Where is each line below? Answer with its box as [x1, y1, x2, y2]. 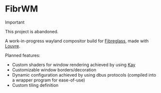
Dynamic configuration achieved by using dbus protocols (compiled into [12, 72, 156, 78]
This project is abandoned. [5, 28, 59, 34]
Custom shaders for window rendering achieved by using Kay [12, 62, 136, 67]
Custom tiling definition [12, 82, 59, 88]
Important [5, 19, 25, 25]
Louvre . [5, 43, 20, 49]
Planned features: [5, 52, 40, 58]
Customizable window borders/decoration [12, 66, 97, 73]
